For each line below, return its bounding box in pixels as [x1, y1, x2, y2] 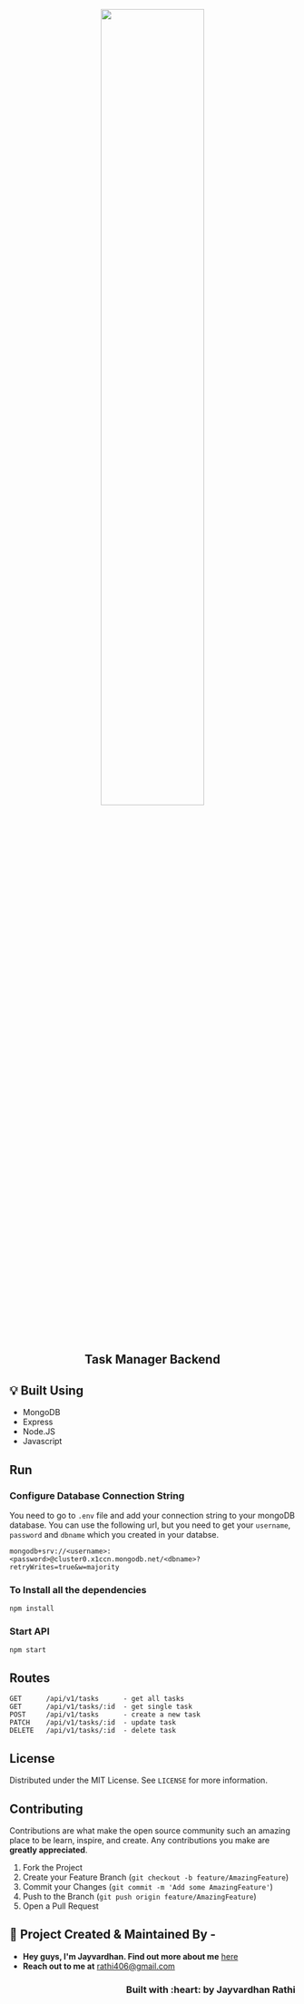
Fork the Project [22, 1862, 83, 1872]
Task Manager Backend [84, 1352, 221, 1367]
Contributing [9, 1801, 83, 1816]
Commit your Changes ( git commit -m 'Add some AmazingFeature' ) [22, 1881, 274, 1892]
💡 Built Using [9, 1383, 84, 1398]
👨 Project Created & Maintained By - [9, 1927, 216, 1942]
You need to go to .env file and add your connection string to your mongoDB [9, 1510, 295, 1520]
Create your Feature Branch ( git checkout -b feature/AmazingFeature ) [22, 1872, 289, 1882]
